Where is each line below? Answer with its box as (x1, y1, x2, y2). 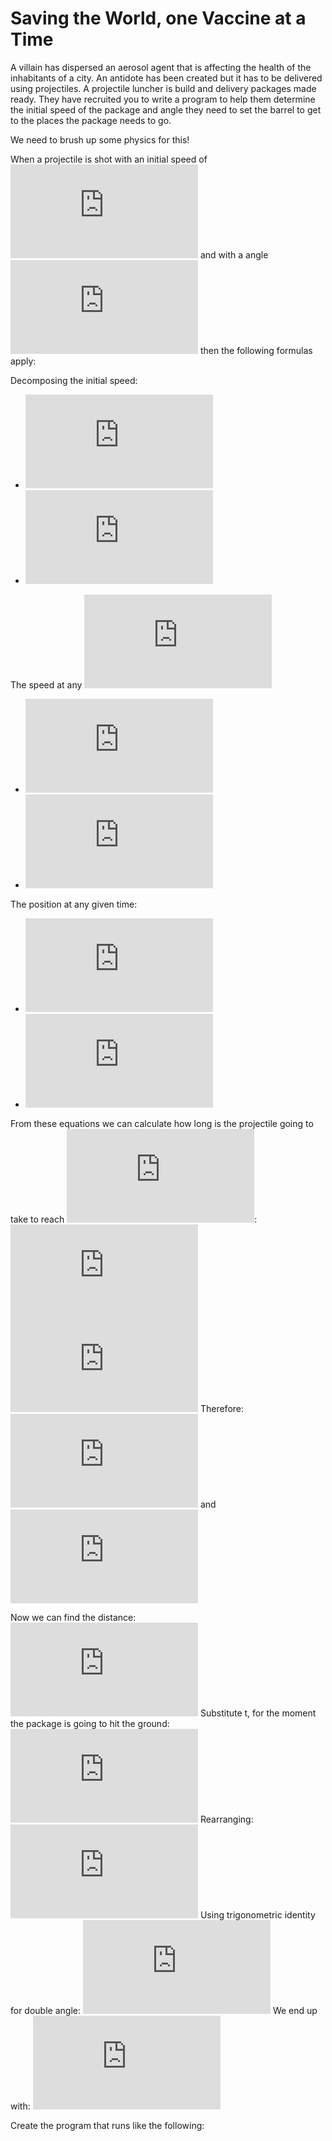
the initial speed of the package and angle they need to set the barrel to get (10, 103, 322, 116)
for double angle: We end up (10, 2004, 318, 2016)
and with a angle (199, 248, 269, 261)
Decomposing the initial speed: (10, 374, 138, 386)
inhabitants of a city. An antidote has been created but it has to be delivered (10, 72, 323, 84)
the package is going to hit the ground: (10, 1717, 170, 1729)
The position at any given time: (10, 898, 138, 910)
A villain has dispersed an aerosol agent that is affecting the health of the (10, 61, 312, 73)
